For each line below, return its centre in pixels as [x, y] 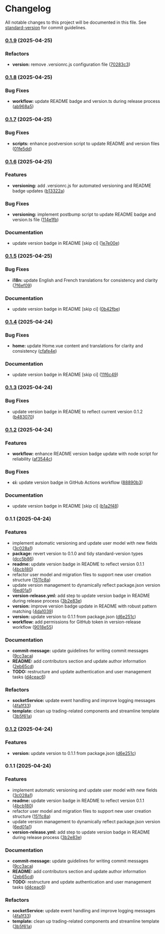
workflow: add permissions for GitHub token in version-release [77, 622]
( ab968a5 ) [23, 106]
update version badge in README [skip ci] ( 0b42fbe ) [66, 309]
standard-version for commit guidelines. [46, 27]
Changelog [28, 9]
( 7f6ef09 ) [22, 285]
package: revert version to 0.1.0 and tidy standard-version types [78, 553]
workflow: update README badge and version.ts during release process [86, 101]
